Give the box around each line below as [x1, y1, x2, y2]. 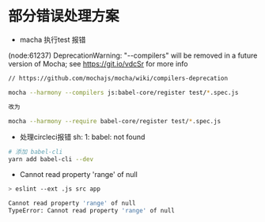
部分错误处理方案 [8, 7, 120, 25]
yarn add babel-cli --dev [8, 156, 93, 164]
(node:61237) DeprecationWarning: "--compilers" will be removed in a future [8, 51, 258, 60]
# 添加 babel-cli [8, 148, 63, 156]
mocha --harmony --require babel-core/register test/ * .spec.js [8, 117, 221, 125]
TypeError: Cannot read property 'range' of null [8, 206, 176, 214]
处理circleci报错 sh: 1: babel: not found [19, 132, 146, 142]
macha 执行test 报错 [19, 35, 86, 44]
